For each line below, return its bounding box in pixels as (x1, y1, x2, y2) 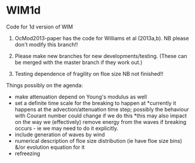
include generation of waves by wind (14, 131, 106, 138)
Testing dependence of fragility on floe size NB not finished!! (14, 70, 164, 77)
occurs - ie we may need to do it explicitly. (14, 124, 119, 132)
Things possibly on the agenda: (6, 81, 83, 89)
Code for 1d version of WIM (6, 23, 73, 30)
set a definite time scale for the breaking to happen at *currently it (14, 99, 177, 107)
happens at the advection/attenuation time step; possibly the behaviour (14, 106, 190, 113)
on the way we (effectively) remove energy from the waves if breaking (14, 118, 187, 125)
